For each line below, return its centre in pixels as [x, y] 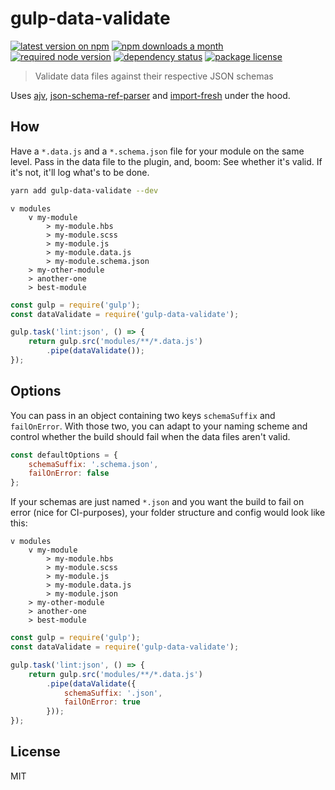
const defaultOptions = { [64, 455]
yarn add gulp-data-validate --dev [84, 190]
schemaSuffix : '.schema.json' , [93, 464]
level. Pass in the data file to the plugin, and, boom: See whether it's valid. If [166, 161]
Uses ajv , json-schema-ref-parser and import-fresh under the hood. [150, 95]
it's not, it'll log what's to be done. [80, 172]
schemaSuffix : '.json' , [113, 693]
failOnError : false [69, 473]
